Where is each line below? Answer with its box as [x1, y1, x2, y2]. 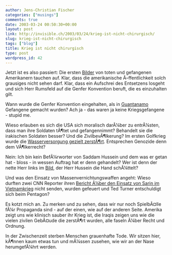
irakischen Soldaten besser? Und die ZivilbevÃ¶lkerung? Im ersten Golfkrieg [5, 133, 166, 139]
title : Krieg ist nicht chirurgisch [5, 46, 84, 51]
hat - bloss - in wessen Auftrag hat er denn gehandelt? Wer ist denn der [5, 159, 158, 166]
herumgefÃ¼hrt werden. [5, 244, 58, 250]
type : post [5, 50, 29, 56]
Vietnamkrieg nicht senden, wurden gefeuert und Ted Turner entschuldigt [5, 186, 161, 192]
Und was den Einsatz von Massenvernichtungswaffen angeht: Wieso [5, 175, 151, 181]
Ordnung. [5, 223, 26, 229]
